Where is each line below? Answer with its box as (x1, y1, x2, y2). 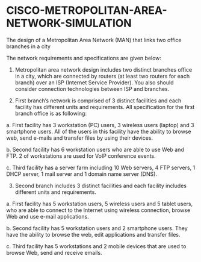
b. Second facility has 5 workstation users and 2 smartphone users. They (6, 224, 188, 232)
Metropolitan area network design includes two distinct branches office (14, 66, 193, 73)
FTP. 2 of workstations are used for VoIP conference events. (6, 152, 156, 160)
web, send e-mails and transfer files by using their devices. (6, 134, 153, 142)
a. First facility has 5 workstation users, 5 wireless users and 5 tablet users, (6, 200, 193, 207)
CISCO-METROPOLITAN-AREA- (6, 4, 167, 17)
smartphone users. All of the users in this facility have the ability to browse (6, 128, 191, 135)
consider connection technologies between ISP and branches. (14, 85, 170, 92)
